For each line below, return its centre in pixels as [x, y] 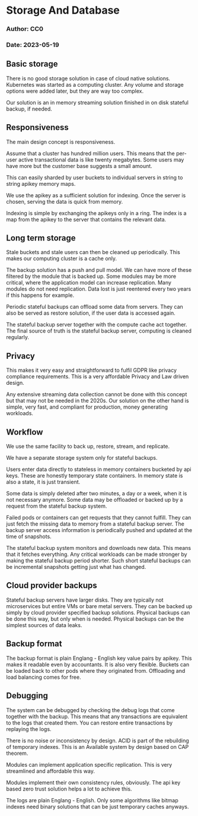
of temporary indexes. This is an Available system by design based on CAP [98, 747]
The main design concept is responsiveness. [61, 142]
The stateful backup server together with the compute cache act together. [97, 325]
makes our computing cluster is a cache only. [62, 258]
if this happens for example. [40, 295]
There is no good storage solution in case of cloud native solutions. [88, 78]
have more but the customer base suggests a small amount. [79, 166]
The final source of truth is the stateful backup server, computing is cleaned [99, 331]
